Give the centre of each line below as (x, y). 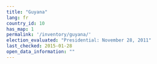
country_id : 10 (26, 23)
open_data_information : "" (41, 52)
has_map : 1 (20, 29)
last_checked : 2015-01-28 (39, 46)
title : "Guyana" (27, 12)
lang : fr (17, 18)
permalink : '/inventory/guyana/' (49, 35)
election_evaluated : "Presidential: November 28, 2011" (79, 40)
